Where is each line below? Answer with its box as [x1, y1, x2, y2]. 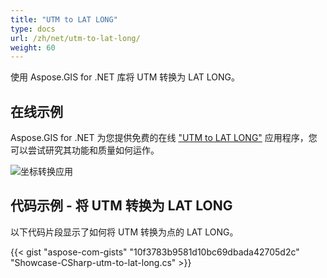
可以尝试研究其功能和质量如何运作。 [10, 144, 160, 156]
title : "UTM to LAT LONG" [10, 14, 118, 25]
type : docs [10, 24, 56, 34]
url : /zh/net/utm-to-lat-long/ [10, 33, 141, 43]
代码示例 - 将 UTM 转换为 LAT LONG [10, 197, 233, 215]
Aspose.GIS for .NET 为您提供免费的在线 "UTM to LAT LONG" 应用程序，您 [10, 132, 318, 144]
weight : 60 [10, 42, 56, 53]
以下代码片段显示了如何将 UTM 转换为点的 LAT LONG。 [10, 226, 239, 238]
